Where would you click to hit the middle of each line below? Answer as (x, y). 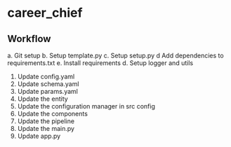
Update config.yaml (46, 76)
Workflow (29, 39)
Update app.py (39, 136)
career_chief (45, 13)
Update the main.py (46, 128)
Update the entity (42, 99)
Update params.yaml (48, 91)
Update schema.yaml (48, 84)
